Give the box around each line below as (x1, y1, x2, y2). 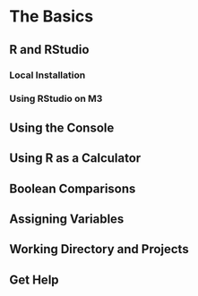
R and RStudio (9, 42, 90, 57)
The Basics (9, 6, 94, 27)
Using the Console (9, 120, 115, 135)
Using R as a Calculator (9, 150, 142, 166)
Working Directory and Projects (9, 241, 190, 257)
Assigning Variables (9, 211, 125, 226)
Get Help (9, 272, 60, 287)
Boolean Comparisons (9, 181, 136, 196)
